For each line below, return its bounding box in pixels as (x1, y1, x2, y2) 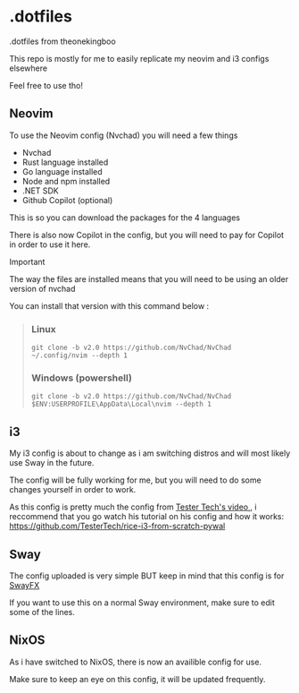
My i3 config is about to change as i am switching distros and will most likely (9, 448, 291, 458)
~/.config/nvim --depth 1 (30, 351, 128, 360)
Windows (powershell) (30, 372, 132, 384)
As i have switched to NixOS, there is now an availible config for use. (9, 656, 262, 667)
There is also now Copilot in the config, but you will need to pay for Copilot (9, 229, 284, 240)
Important (9, 256, 46, 267)
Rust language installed (21, 157, 109, 167)
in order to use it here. (9, 239, 91, 250)
